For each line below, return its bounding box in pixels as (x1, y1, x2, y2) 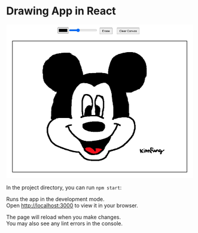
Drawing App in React (6, 4, 117, 18)
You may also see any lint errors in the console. (6, 220, 123, 227)
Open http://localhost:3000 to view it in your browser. (6, 202, 139, 209)
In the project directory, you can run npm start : (6, 184, 122, 191)
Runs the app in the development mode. (6, 196, 105, 203)
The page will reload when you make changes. (6, 214, 121, 221)
